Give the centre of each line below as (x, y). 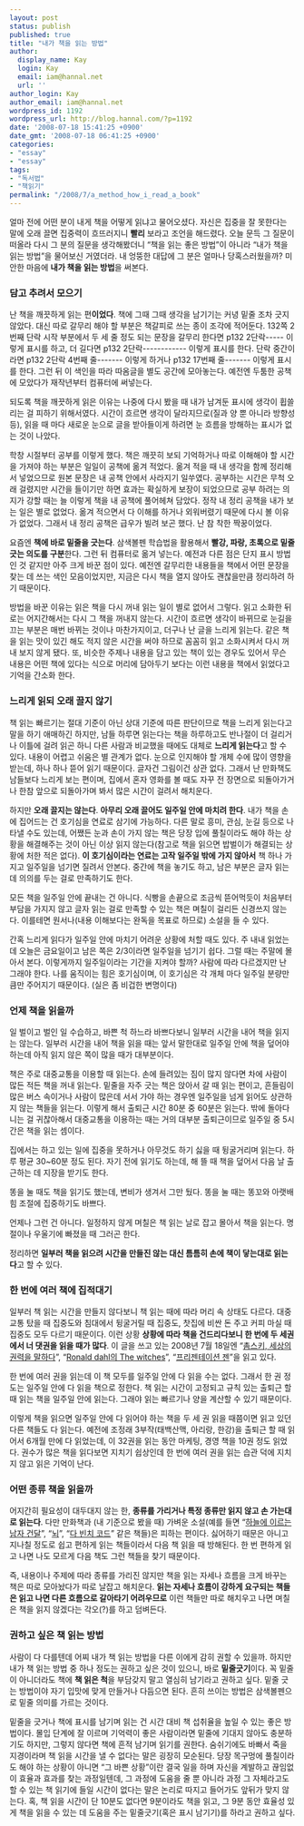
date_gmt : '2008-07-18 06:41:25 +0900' (85, 136)
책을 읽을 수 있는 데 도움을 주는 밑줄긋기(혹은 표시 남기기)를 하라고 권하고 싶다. (157, 1812)
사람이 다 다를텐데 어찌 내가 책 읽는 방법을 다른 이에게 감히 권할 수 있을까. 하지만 (151, 1656)
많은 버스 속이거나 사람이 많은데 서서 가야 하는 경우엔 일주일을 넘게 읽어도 (139, 1096)
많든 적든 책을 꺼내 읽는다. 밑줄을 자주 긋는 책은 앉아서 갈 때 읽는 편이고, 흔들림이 (152, 1085)
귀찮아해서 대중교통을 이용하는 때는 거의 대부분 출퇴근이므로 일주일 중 (158, 1119)
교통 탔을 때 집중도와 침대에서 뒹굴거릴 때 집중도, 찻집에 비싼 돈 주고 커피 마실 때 (151, 1323)
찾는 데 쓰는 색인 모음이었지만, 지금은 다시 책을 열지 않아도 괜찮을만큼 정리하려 (147, 576)
